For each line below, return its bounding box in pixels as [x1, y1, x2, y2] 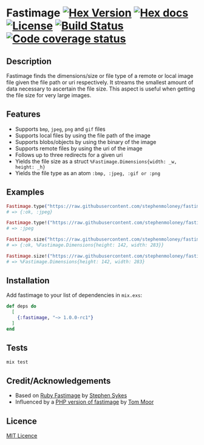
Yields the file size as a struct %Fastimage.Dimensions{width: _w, [15, 157, 177, 165]
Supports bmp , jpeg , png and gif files [15, 125, 106, 133]
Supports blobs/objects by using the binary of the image [15, 138, 157, 145]
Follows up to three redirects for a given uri [15, 151, 123, 158]
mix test [6, 359, 29, 365]
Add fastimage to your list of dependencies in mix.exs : [6, 292, 143, 299]
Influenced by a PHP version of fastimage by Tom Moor [15, 398, 154, 405]
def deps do [6, 303, 36, 309]
